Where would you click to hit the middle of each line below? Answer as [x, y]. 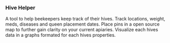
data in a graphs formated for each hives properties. [61, 35]
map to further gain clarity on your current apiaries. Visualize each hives [82, 30]
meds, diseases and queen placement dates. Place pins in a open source [83, 24]
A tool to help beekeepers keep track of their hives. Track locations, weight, [85, 19]
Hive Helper [20, 8]
